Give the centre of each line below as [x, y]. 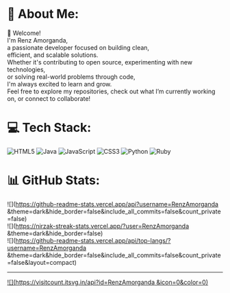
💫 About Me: [43, 14]
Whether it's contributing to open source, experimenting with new [100, 62]
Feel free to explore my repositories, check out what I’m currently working [111, 91]
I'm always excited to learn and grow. [60, 84]
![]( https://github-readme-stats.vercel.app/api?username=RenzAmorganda [113, 204]
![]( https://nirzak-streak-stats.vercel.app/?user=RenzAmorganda [98, 226]
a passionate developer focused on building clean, [78, 47]
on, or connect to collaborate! [49, 98]
